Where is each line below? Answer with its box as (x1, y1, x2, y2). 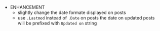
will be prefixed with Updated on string (17, 20, 97, 26)
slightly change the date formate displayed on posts (17, 9, 126, 15)
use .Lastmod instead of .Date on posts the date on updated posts (17, 15, 155, 20)
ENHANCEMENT (10, 4, 45, 10)
